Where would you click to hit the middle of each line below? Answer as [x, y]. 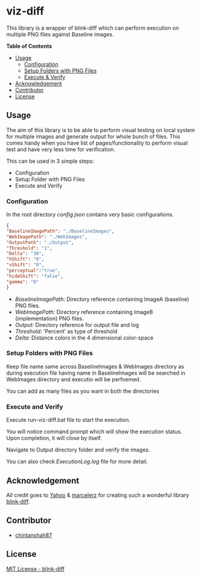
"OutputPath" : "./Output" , [40, 242]
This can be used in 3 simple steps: [50, 161]
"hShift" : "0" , [25, 259]
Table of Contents [29, 46]
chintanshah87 [33, 535]
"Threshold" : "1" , [29, 248]
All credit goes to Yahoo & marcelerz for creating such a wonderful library [98, 495]
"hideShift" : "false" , [35, 276]
